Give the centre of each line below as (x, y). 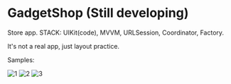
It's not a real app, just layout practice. (63, 46)
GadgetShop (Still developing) (98, 13)
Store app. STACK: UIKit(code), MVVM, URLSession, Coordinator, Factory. (116, 32)
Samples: (21, 60)
